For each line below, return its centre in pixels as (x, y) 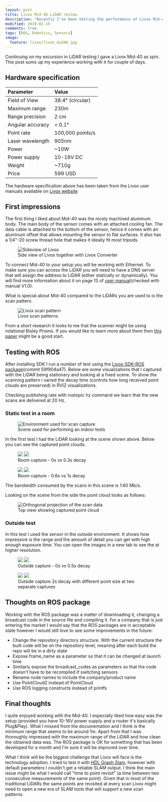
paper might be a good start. (34, 336)
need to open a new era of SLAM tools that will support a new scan (74, 789)
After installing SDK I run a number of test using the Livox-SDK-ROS (75, 364)
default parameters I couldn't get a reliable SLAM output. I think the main (80, 768)
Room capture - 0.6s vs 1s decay (51, 476)
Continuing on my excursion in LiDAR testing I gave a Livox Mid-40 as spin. (82, 57)
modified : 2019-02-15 (28, 24)
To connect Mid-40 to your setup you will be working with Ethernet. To (78, 265)
